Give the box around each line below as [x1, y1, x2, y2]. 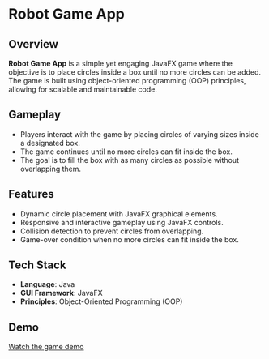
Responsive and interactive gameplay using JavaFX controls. [19, 217, 224, 227]
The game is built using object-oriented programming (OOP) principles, [8, 76, 246, 85]
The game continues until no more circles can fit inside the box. [19, 147, 233, 156]
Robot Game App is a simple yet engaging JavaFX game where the [8, 58, 233, 68]
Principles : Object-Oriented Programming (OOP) [19, 297, 183, 306]
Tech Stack [8, 259, 66, 272]
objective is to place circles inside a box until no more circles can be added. [8, 67, 262, 77]
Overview [8, 37, 59, 51]
